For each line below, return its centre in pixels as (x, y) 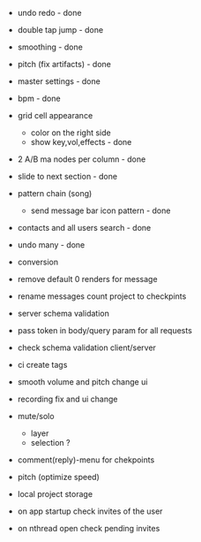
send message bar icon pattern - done (100, 210)
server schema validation (63, 313)
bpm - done (39, 98)
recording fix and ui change (67, 399)
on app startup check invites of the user (90, 511)
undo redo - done (49, 13)
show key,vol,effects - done (81, 142)
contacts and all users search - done (84, 228)
